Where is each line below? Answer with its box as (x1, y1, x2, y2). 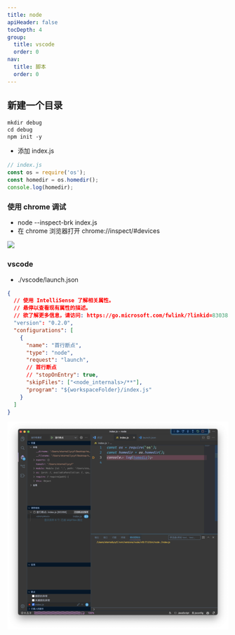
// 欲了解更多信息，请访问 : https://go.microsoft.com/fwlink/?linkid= (13, 312, 213, 320)
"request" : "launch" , (25, 356, 90, 364)
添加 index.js (17, 146, 55, 155)
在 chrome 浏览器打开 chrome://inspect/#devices (17, 227, 160, 235)
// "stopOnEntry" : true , (25, 372, 99, 379)
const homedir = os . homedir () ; (7, 177, 99, 184)
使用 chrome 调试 (7, 201, 67, 211)
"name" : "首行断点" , (25, 341, 82, 348)
